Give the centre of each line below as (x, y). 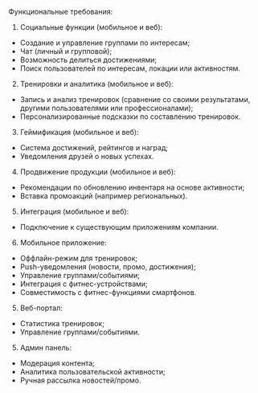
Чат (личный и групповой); (66, 51)
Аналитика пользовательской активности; (93, 372)
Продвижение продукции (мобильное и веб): (98, 172)
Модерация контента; (57, 363)
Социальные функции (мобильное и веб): (91, 27)
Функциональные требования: (61, 12)
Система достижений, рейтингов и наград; (94, 147)
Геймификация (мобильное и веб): (79, 132)
